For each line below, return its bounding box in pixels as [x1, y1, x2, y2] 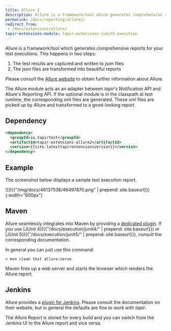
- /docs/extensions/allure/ [7, 27, 67, 32]
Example [5, 163, 34, 172]
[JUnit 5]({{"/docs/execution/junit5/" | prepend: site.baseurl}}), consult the [5, 231, 162, 237]
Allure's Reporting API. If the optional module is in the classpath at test [5, 91, 153, 97]
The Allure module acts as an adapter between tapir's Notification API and [5, 86, 161, 92]
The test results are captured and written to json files [12, 61, 124, 66]
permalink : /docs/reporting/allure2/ [5, 17, 85, 22]
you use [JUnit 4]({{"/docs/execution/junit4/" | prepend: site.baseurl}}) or [5, 225, 160, 232]
